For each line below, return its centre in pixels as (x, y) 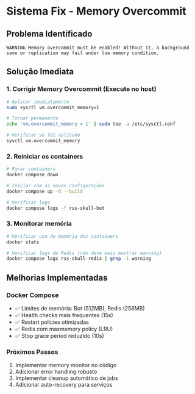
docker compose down (33, 175)
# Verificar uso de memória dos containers (62, 236)
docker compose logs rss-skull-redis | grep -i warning (79, 259)
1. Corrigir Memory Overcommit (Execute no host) (81, 89)
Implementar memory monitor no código (66, 365)
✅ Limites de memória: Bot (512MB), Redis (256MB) (80, 308)
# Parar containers (31, 169)
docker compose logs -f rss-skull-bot (55, 208)
